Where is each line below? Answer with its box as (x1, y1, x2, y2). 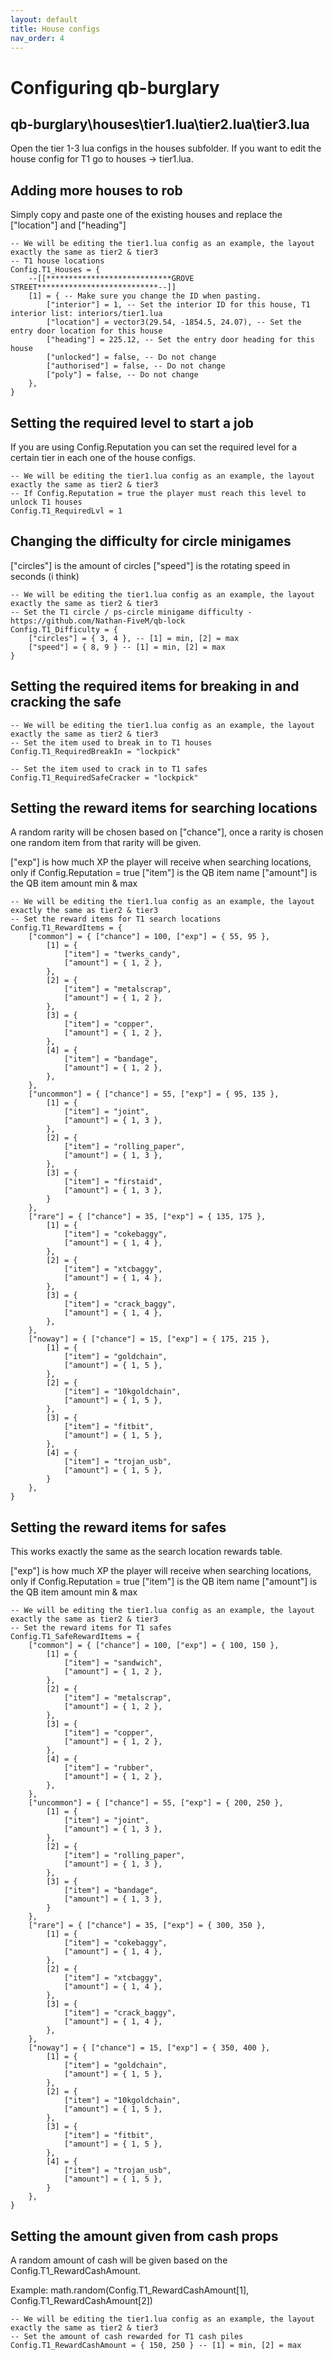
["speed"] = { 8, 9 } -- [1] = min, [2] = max (28, 642, 226, 652)
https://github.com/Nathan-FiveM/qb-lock (10, 616, 186, 626)
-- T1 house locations (10, 256, 105, 266)
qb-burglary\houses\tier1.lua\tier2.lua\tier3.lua (10, 116, 310, 133)
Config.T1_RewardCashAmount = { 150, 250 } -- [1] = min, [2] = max (10, 2341, 302, 2351)
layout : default (10, 14, 78, 25)
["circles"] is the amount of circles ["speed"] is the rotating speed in (10, 559, 291, 571)
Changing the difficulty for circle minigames (10, 533, 292, 550)
